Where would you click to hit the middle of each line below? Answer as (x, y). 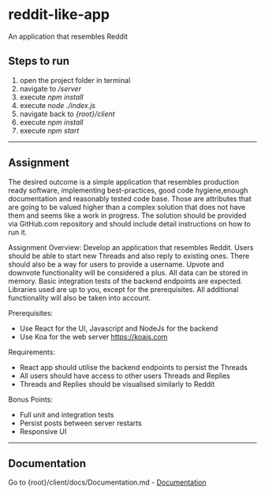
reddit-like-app (59, 15)
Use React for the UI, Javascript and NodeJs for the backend (119, 328)
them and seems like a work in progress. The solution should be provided (127, 215)
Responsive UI (43, 431)
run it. (18, 232)
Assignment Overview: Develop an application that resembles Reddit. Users (131, 247)
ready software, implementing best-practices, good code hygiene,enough (128, 190)
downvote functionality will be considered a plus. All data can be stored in (128, 272)
